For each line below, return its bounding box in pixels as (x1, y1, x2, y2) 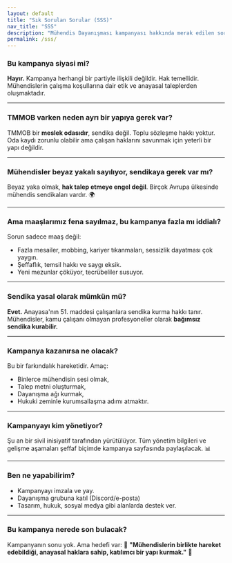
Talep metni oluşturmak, (17, 382, 86, 391)
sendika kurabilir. (7, 322, 59, 331)
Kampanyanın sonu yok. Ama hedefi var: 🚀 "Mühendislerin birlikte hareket (7, 540, 222, 548)
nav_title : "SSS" (7, 23, 57, 30)
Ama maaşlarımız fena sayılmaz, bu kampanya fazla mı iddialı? (7, 216, 221, 226)
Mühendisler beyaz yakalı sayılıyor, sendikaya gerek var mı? (7, 167, 213, 176)
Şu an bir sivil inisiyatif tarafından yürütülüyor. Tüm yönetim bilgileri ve (7, 436, 206, 445)
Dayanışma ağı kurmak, (17, 389, 84, 398)
